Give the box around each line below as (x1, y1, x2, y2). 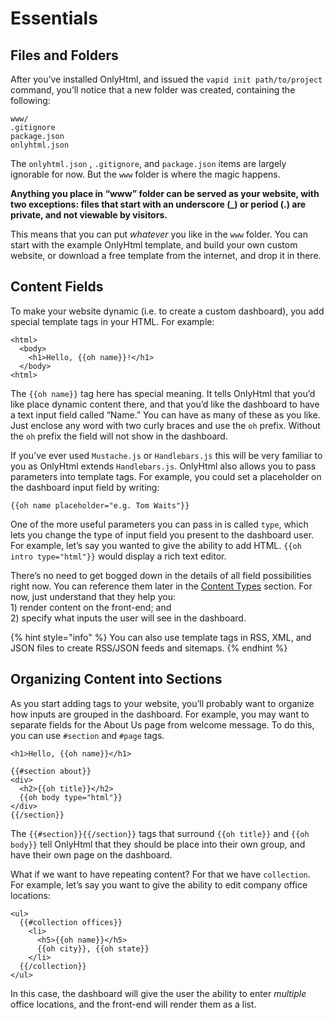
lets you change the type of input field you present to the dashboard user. (10, 528, 315, 541)
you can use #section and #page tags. (10, 729, 165, 741)
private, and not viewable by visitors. (10, 209, 168, 221)
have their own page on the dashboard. (10, 848, 173, 861)
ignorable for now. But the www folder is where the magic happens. (10, 168, 281, 180)
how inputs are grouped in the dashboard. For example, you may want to (10, 708, 310, 720)
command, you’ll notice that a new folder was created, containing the (10, 84, 296, 96)
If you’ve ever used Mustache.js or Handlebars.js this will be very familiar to (10, 449, 323, 461)
